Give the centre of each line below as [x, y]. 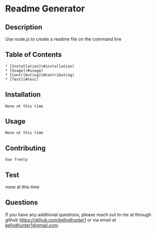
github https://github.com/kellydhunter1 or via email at [61, 220]
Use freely [16, 160]
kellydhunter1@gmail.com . [32, 225]
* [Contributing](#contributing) [40, 75]
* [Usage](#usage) [24, 70]
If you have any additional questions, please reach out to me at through [78, 215]
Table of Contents [34, 55]
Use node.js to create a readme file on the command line [63, 39]
